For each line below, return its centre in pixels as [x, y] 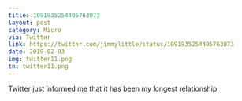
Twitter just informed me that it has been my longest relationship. [114, 88]
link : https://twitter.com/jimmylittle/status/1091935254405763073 [121, 45]
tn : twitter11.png [38, 67]
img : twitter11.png [40, 60]
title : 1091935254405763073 [54, 15]
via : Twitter [30, 37]
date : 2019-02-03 [37, 52]
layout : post [30, 23]
